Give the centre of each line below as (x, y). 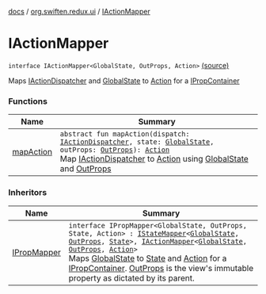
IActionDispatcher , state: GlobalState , (137, 142)
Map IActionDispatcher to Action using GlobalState (154, 159)
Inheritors (28, 193)
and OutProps (85, 169)
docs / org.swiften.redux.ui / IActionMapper (79, 11)
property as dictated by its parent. (132, 278)
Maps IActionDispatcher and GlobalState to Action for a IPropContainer (124, 80)
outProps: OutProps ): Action (115, 150)
